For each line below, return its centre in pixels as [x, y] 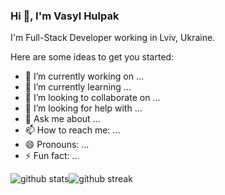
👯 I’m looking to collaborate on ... [92, 98]
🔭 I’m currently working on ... [84, 76]
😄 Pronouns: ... [57, 145]
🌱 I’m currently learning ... [78, 87]
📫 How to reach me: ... [72, 130]
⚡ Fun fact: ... [52, 156]
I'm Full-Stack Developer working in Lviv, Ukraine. [113, 38]
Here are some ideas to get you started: [92, 57]
